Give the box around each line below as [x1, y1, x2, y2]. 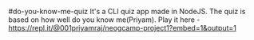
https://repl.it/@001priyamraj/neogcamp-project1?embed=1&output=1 [8, 24, 237, 32]
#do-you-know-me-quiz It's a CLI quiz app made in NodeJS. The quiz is [8, 7, 246, 16]
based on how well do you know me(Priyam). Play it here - [8, 15, 200, 24]
